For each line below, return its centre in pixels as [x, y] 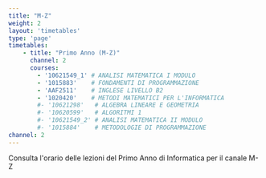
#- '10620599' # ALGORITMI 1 [90, 113]
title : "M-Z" [30, 16]
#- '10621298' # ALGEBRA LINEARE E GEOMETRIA [118, 105]
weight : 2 [25, 23]
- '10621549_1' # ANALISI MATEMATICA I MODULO [117, 75]
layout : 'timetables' [45, 30]
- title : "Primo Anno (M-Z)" [72, 53]
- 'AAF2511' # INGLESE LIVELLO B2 [100, 90]
